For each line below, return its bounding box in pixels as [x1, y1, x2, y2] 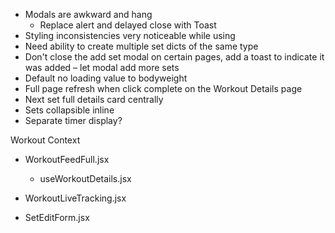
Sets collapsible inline [24, 104, 115, 116]
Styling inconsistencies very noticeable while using [24, 30, 236, 41]
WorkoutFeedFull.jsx [24, 154, 110, 165]
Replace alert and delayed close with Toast [39, 19, 217, 31]
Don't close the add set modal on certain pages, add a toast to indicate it [24, 51, 325, 63]
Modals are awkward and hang [24, 9, 153, 20]
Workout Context [10, 134, 81, 146]
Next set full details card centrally [24, 94, 164, 105]
